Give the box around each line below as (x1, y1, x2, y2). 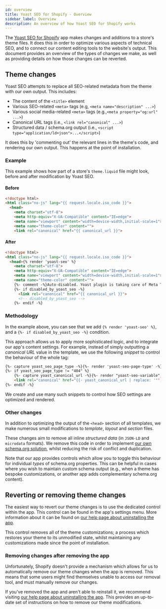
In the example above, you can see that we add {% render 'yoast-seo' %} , (5, 323, 157, 330)
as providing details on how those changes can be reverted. (5, 56, 127, 62)
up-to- (140, 594, 154, 600)
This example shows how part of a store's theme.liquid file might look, (5, 168, 149, 174)
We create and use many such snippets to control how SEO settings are (5, 391, 151, 397)
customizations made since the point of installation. (5, 540, 110, 546)
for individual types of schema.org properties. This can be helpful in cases (5, 461, 157, 467)
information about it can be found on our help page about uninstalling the (5, 514, 154, 521)
